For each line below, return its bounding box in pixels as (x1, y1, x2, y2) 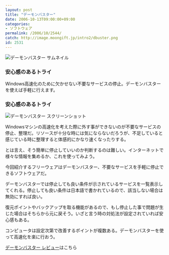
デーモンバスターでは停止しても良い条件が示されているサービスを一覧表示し (5, 181, 163, 187)
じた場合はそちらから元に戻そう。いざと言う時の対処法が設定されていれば (5, 211, 159, 217)
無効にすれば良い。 (5, 194, 45, 200)
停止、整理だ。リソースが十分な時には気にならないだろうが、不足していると (5, 130, 163, 136)
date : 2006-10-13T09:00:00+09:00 (5, 17, 75, 22)
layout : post (5, 7, 33, 13)
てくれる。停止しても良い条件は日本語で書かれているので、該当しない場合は (5, 187, 163, 194)
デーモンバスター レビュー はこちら (5, 244, 77, 250)
